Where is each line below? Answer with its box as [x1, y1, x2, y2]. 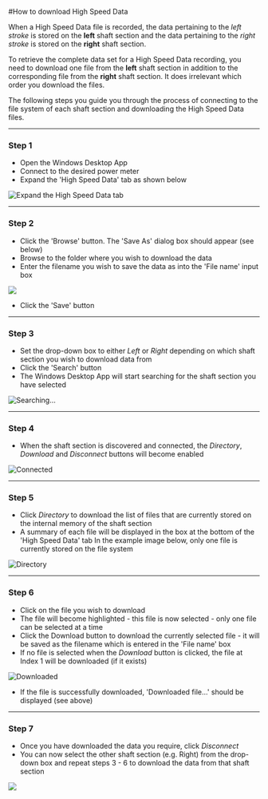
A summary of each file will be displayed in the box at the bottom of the [19, 527, 255, 537]
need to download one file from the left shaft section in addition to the [8, 63, 238, 73]
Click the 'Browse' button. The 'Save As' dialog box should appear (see [19, 235, 254, 246]
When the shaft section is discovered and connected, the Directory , [19, 441, 242, 450]
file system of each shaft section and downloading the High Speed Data [8, 104, 245, 113]
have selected [19, 379, 66, 390]
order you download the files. [8, 80, 105, 89]
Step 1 [8, 140, 33, 151]
